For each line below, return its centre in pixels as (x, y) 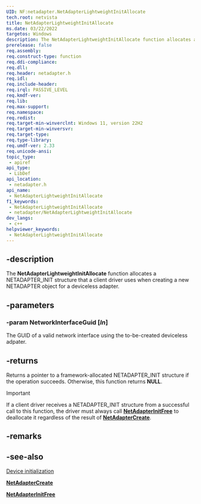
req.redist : (21, 118)
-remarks (24, 436)
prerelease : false (29, 46)
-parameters (30, 305)
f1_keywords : (22, 202)
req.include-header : (32, 85)
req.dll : (17, 67)
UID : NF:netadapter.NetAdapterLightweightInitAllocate (76, 12)
